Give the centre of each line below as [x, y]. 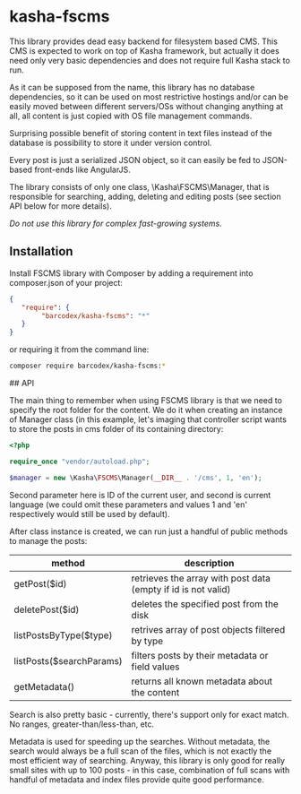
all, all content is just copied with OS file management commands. [131, 116]
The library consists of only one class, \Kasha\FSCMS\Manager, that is [140, 186]
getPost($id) [40, 583]
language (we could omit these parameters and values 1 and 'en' [129, 505]
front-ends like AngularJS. [83, 169]
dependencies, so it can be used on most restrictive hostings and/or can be [149, 97]
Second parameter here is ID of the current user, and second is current [140, 495]
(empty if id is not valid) [181, 589]
